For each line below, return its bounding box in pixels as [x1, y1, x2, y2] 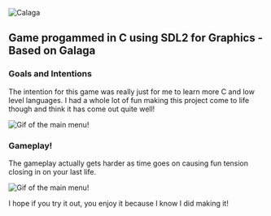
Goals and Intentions [8, 68, 92, 80]
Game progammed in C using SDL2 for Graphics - [8, 31, 263, 45]
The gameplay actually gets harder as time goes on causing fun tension [8, 158, 249, 168]
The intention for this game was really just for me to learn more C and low [8, 86, 255, 97]
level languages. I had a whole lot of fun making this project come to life [8, 95, 250, 105]
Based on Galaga [8, 44, 96, 58]
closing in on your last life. [8, 166, 96, 176]
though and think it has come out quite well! [8, 104, 155, 114]
